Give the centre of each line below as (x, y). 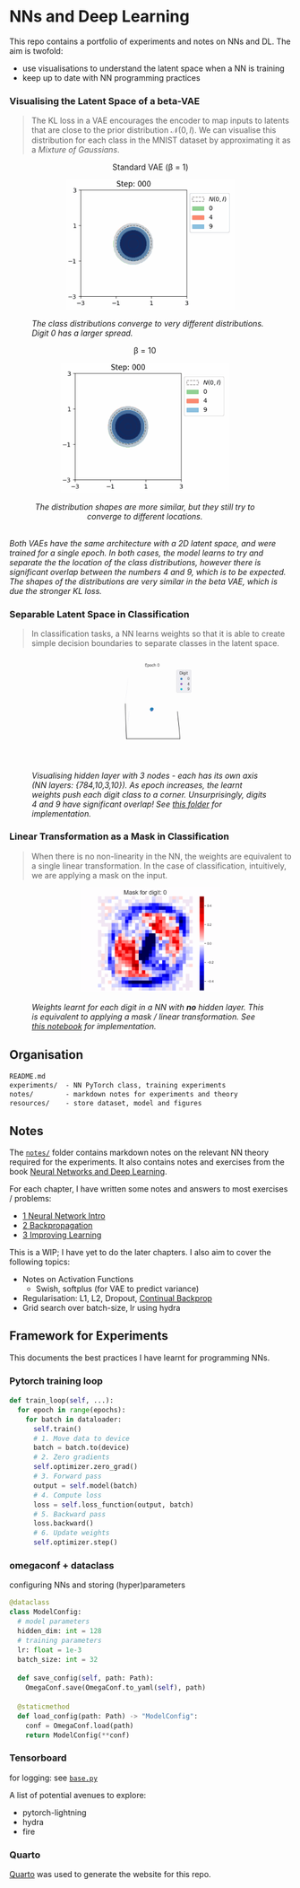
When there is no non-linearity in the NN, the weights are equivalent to (161, 856)
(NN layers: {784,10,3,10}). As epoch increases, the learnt (137, 785)
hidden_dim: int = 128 (60, 1631)
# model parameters (54, 1621)
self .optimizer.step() (75, 1543)
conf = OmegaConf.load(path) (80, 1726)
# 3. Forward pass (67, 1477)
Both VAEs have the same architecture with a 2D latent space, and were (143, 543)
